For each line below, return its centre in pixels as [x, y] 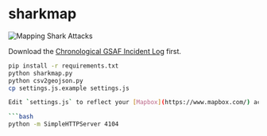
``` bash [21, 117]
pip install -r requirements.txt [64, 66]
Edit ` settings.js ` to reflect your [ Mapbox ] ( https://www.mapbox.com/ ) [129, 103]
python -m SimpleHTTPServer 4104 [64, 124]
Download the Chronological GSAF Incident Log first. [95, 51]
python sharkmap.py [41, 73]
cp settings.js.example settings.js [69, 88]
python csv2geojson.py [46, 80]
